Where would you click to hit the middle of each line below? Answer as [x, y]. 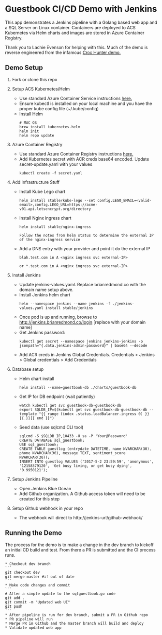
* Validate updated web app [33, 628]
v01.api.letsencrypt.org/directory [55, 209]
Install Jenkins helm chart [45, 294]
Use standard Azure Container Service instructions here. [75, 98]
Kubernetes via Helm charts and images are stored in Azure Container [75, 33]
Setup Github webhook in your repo [47, 508]
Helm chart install [37, 378]
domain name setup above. [46, 290]
